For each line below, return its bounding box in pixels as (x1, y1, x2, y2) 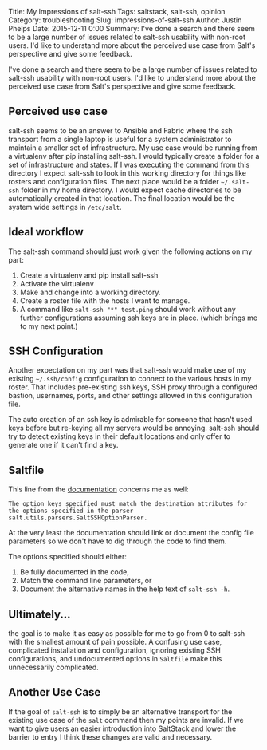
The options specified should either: (8, 552, 128, 562)
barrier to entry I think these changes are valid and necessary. (8, 732, 213, 741)
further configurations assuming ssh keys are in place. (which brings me (19, 313, 257, 322)
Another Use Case (8, 685, 101, 699)
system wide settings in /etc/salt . (8, 202, 122, 211)
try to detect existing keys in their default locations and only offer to (8, 432, 231, 441)
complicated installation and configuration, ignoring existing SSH (8, 645, 222, 655)
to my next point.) (19, 321, 78, 330)
